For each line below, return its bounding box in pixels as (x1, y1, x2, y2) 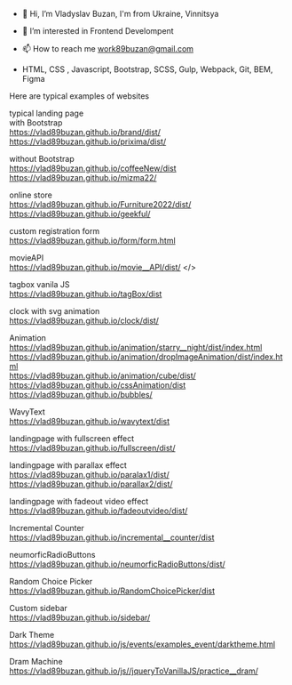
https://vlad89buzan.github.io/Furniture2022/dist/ (9, 199, 192, 209)
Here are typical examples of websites (9, 91, 150, 101)
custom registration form (9, 226, 100, 236)
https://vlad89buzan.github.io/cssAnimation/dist (9, 380, 186, 391)
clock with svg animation (9, 306, 100, 316)
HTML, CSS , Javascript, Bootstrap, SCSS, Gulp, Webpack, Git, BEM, (21, 64, 273, 75)
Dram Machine (9, 657, 64, 666)
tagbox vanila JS (9, 279, 70, 289)
